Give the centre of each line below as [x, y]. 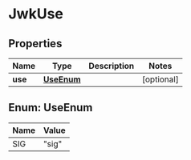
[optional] [160, 79]
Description [112, 66]
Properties [35, 44]
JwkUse [36, 14]
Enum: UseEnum [51, 108]
